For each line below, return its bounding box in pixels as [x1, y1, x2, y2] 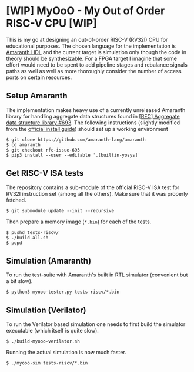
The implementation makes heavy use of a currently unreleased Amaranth [6, 106, 186, 113]
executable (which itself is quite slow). [6, 327, 99, 334]
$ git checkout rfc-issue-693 [6, 147, 81, 153]
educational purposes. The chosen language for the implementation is [6, 42, 176, 50]
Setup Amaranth [6, 91, 68, 101]
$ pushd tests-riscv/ [6, 229, 59, 235]
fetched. [6, 196, 26, 203]
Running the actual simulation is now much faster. [6, 349, 126, 356]
